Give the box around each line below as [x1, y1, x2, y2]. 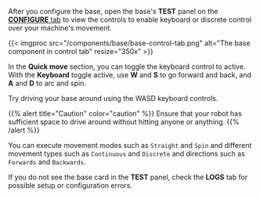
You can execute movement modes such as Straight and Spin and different [8, 141, 252, 149]
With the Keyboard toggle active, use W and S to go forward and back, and [8, 70, 252, 79]
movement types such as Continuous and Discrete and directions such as [8, 149, 245, 158]
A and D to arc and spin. [8, 78, 87, 88]
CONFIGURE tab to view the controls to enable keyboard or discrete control [8, 15, 252, 24]
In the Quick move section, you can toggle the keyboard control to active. [8, 62, 246, 71]
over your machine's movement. [8, 23, 112, 32]
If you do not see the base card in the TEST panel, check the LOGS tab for [8, 172, 248, 182]
